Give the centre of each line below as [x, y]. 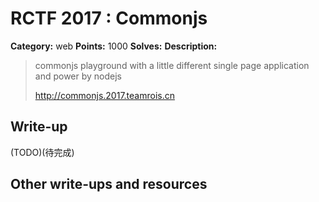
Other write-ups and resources [109, 184]
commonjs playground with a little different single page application [172, 65]
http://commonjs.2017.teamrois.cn [104, 95]
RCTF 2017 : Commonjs [109, 18]
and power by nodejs [78, 76]
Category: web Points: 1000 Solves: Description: [114, 46]
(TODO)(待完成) [42, 152]
